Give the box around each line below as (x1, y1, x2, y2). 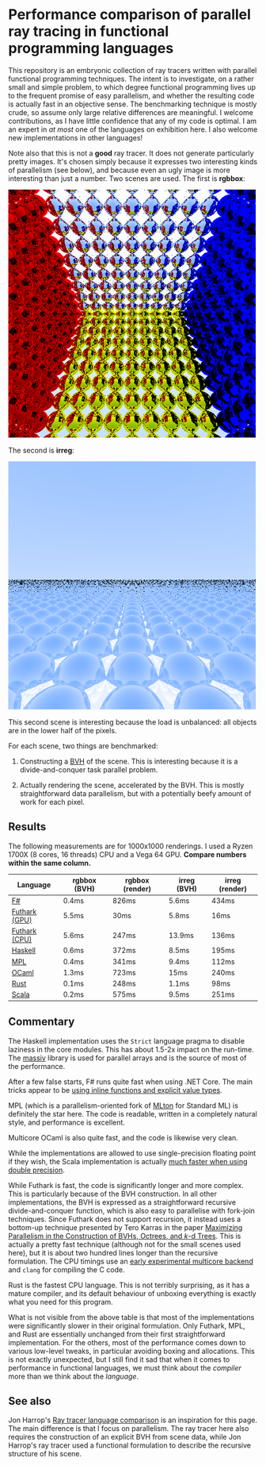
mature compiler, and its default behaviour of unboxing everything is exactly (8, 1288, 256, 1298)
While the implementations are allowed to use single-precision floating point (8, 1148, 256, 1158)
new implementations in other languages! (8, 133, 143, 142)
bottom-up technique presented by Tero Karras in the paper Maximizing (8, 1222, 243, 1232)
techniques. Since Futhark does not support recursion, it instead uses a (8, 1214, 241, 1224)
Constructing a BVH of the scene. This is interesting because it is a (19, 756, 238, 766)
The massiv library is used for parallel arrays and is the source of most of (8, 1053, 247, 1063)
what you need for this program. (8, 1297, 113, 1306)
